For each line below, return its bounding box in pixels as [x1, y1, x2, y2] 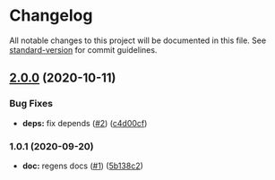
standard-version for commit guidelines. [9, 44, 158, 55]
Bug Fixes [9, 98, 54, 110]
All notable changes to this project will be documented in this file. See [9, 35, 267, 46]
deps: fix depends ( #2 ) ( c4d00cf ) [21, 117, 148, 128]
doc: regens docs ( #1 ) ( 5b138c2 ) [21, 160, 143, 171]
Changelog [9, 5, 93, 26]
